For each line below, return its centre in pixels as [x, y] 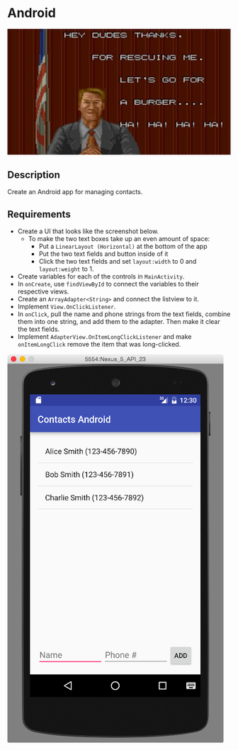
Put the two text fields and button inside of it [103, 254]
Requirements [39, 214]
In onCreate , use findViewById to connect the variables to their [108, 284]
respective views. [43, 291]
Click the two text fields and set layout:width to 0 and [118, 262]
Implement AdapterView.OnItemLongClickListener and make [104, 337]
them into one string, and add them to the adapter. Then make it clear [119, 322]
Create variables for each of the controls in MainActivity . [101, 276]
